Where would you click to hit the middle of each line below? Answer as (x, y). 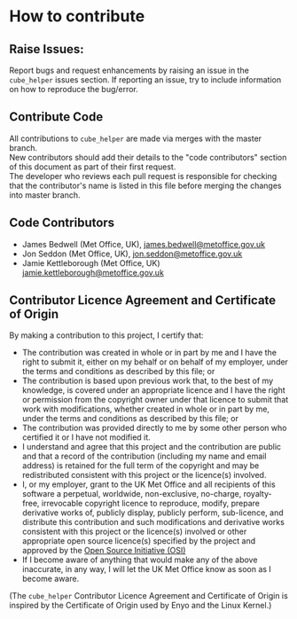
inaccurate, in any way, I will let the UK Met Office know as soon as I (147, 569)
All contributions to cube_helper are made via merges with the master (136, 138)
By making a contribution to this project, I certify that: (106, 335)
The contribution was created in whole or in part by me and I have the (149, 353)
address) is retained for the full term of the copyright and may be (141, 466)
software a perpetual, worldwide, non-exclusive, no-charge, (132, 494)
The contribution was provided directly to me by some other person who (154, 428)
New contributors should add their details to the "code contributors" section (148, 157)
